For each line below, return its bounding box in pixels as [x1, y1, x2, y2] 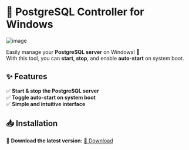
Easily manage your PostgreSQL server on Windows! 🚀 [6, 48, 140, 55]
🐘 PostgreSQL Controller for [6, 5, 144, 19]
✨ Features [6, 71, 48, 81]
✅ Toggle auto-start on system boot [6, 94, 96, 101]
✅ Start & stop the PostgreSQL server [6, 87, 99, 94]
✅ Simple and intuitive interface [6, 100, 86, 107]
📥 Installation [6, 118, 58, 128]
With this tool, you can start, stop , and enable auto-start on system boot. [6, 54, 184, 62]
